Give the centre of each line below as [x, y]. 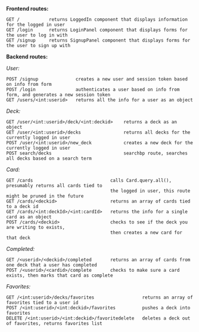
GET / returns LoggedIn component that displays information [97, 20]
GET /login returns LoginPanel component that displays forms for [97, 30]
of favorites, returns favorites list [54, 324]
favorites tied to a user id [42, 303]
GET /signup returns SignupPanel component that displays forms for [98, 41]
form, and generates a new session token [58, 95]
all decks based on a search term [49, 159]
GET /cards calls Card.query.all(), [89, 181]
